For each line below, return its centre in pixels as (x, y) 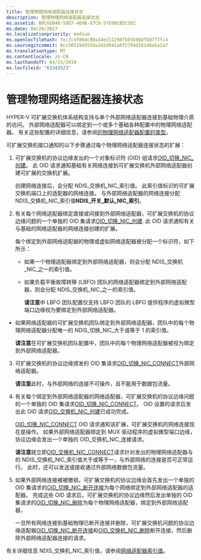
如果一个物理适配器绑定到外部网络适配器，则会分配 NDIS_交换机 (104, 262)
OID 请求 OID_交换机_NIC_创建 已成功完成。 (79, 412)
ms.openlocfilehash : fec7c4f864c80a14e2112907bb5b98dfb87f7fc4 (87, 40)
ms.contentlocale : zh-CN (37, 57)
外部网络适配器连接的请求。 (54, 538)
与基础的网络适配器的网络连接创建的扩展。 (68, 229)
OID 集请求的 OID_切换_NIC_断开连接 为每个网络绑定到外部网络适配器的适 (104, 488)
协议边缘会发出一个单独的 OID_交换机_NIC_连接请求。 (81, 440)
